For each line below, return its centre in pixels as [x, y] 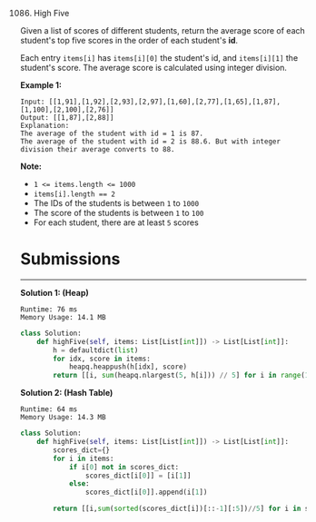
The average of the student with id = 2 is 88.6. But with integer [151, 142]
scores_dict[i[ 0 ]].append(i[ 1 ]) [146, 492]
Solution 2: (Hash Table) [67, 393]
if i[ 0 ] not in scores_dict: [124, 467]
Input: [33, 102]
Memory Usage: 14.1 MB [63, 317]
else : [79, 484]
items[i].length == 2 [74, 194]
